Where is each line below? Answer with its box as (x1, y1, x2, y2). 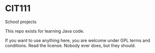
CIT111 (5, 3, 31, 14)
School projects (5, 19, 36, 25)
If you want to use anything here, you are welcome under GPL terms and (5, 37, 151, 43)
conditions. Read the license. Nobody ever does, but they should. (5, 42, 136, 48)
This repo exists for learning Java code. (5, 28, 85, 34)
